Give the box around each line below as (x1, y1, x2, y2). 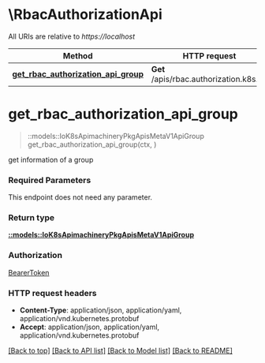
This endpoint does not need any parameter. (8, 193, 152, 202)
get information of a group (8, 155, 94, 164)
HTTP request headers (8, 287, 97, 298)
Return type (8, 212, 55, 223)
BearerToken (8, 268, 50, 277)
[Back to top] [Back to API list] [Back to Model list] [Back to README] (8, 346, 233, 356)
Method (62, 50, 93, 61)
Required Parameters (8, 174, 91, 185)
